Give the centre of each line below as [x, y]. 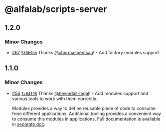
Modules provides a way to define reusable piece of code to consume [83, 108]
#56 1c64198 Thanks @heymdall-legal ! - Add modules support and [80, 93]
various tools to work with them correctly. [55, 99]
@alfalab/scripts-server [56, 9]
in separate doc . [29, 124]
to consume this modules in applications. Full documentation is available [86, 119]
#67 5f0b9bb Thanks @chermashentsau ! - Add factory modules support [85, 52]
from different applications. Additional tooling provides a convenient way [86, 114]
